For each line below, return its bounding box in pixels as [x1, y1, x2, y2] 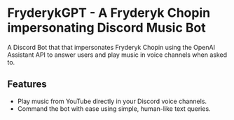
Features [7, 79, 47, 91]
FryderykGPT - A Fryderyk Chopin [7, 5, 211, 21]
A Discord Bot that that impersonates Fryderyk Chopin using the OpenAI [7, 43, 216, 51]
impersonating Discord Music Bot [7, 20, 206, 36]
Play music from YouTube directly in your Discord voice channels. [17, 97, 207, 105]
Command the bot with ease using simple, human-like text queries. [17, 104, 212, 113]
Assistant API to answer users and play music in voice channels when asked [7, 51, 228, 59]
